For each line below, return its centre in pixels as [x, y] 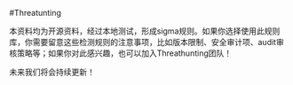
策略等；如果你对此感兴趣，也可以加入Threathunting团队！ [124, 53]
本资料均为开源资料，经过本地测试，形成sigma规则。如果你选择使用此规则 [145, 31]
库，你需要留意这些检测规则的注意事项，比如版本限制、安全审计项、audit [143, 42]
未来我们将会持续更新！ [52, 72]
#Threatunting [36, 13]
